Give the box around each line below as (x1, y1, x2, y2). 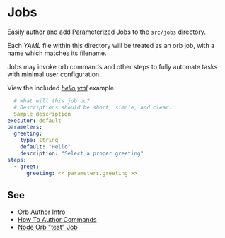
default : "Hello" (20, 143, 71, 150)
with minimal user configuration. (7, 70, 101, 78)
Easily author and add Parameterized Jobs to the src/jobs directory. (7, 28, 207, 36)
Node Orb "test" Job (17, 223, 78, 232)
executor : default (7, 117, 62, 124)
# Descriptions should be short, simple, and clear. (13, 104, 173, 111)
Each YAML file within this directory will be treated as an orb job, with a (7, 41, 214, 49)
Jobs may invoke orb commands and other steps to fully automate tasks (7, 62, 218, 71)
